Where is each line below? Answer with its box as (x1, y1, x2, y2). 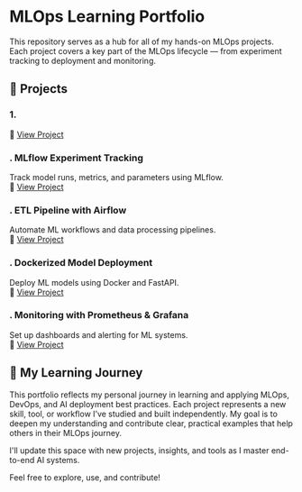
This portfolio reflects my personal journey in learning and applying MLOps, (9, 389, 290, 400)
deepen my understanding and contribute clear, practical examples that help (9, 417, 293, 429)
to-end (9, 454, 35, 465)
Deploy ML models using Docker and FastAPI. (9, 277, 179, 287)
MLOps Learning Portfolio (9, 6, 206, 27)
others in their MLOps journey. (9, 427, 123, 438)
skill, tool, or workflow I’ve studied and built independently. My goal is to (9, 408, 278, 419)
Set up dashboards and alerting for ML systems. (9, 329, 188, 340)
